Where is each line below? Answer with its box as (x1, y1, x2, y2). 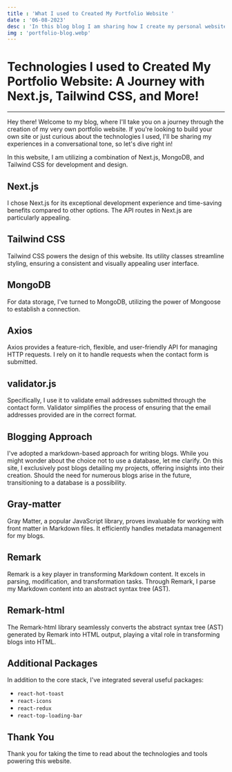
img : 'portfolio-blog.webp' (7, 29, 91, 37)
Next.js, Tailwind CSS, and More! (7, 88, 199, 104)
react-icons (17, 698, 52, 705)
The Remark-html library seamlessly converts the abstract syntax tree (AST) (7, 623, 224, 631)
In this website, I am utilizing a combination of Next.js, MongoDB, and (7, 153, 205, 162)
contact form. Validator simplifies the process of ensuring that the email (7, 403, 211, 412)
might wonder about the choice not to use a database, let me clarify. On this (7, 456, 223, 465)
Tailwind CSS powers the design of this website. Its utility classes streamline (7, 251, 224, 260)
